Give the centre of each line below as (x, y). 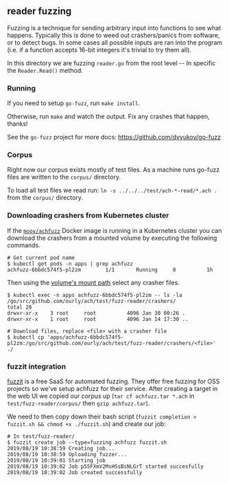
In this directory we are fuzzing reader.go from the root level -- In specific (111, 63)
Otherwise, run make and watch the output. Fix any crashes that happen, (109, 117)
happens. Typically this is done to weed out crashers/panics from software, (114, 35)
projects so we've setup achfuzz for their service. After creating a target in (112, 389)
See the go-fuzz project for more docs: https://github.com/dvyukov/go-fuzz (114, 137)
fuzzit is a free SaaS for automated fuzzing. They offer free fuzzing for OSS (114, 381)
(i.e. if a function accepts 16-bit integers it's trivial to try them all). (99, 49)
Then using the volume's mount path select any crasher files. (94, 282)
